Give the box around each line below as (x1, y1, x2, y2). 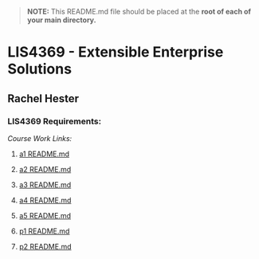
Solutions (7, 60, 73, 78)
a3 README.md (18, 179, 72, 190)
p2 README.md (18, 241, 72, 251)
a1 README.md (18, 149, 69, 159)
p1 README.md (18, 226, 70, 236)
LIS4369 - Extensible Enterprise (7, 43, 224, 61)
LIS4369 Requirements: (7, 116, 101, 127)
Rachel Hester (7, 92, 79, 105)
